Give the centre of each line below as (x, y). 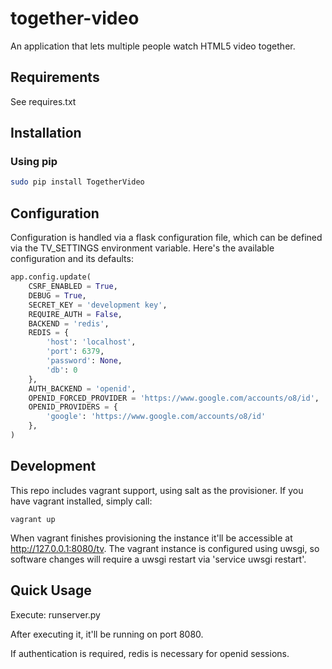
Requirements (55, 77)
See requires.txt (43, 101)
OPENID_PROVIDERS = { (73, 407)
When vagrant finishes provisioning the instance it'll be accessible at (151, 538)
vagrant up (33, 519)
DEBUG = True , (57, 295)
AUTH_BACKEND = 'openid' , (82, 388)
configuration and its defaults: (72, 259)
